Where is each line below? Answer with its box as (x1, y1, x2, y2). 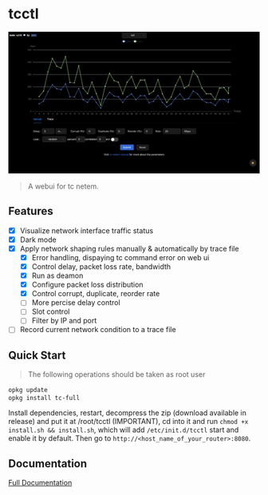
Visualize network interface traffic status (19, 225, 154, 236)
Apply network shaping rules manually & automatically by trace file (19, 244, 239, 253)
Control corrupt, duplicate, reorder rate (31, 289, 160, 299)
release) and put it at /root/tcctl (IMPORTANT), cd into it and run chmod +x (8, 417, 249, 426)
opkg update (8, 386, 48, 394)
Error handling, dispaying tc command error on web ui (31, 252, 210, 262)
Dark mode (19, 235, 57, 244)
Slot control (31, 307, 70, 316)
